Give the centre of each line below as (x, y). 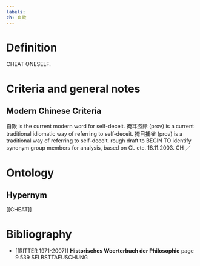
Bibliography (39, 234)
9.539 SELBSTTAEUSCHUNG (52, 258)
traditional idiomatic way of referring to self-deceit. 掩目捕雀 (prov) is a (95, 134)
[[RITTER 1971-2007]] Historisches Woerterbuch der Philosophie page (104, 251)
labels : (16, 12)
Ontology (30, 173)
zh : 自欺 (16, 18)
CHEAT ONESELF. (29, 64)
